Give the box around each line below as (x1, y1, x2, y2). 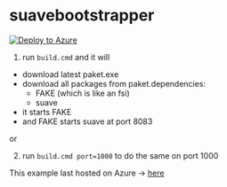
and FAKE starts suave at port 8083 (21, 116, 153, 127)
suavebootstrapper (9, 5, 155, 26)
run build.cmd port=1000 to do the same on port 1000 (21, 150, 219, 160)
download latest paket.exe (21, 68, 119, 80)
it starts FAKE (21, 106, 72, 117)
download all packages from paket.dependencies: (21, 78, 207, 89)
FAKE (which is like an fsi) (35, 88, 131, 98)
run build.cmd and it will (21, 51, 110, 62)
